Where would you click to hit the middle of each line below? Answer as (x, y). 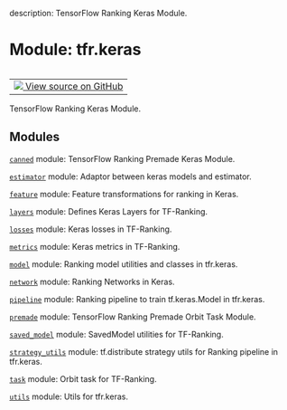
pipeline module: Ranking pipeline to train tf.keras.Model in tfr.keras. (137, 299)
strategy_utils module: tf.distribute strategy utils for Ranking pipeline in (143, 351)
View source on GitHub (74, 86)
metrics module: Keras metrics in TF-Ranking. (95, 246)
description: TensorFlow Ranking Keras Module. (98, 13)
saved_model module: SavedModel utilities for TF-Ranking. (116, 334)
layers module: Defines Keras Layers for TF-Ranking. (109, 211)
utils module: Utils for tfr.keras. (69, 396)
